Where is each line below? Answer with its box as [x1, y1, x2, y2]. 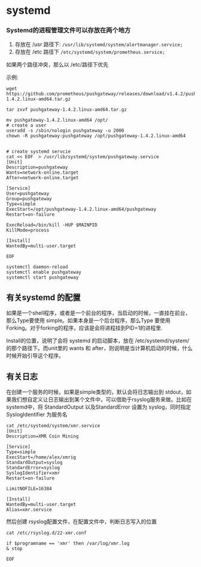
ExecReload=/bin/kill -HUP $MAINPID [6, 222, 98, 228]
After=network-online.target [6, 175, 79, 181]
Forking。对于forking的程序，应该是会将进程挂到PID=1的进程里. [6, 324, 163, 331]
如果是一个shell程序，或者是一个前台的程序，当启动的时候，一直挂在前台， [6, 309, 191, 316]
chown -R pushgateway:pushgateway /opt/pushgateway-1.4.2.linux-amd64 [6, 133, 186, 139]
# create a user [6, 122, 47, 129]
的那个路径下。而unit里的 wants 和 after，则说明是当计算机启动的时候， [6, 345, 182, 352]
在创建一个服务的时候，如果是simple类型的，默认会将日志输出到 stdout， [6, 388, 187, 396]
